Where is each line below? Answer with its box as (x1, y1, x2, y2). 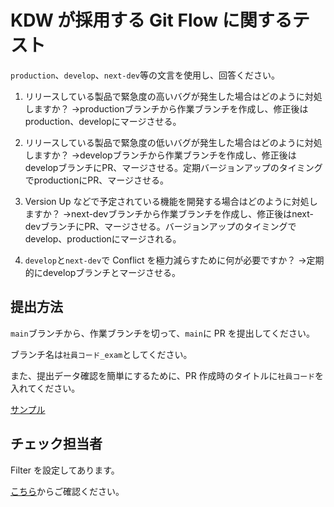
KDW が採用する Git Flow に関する (10, 9, 293, 32)
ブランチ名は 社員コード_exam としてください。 (10, 348, 193, 360)
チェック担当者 (10, 436, 103, 453)
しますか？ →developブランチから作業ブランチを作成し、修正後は (24, 149, 297, 161)
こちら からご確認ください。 (10, 485, 125, 497)
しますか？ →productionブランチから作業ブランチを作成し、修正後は (24, 102, 309, 115)
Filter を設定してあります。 (10, 464, 120, 476)
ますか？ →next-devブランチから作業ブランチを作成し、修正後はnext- (24, 207, 314, 220)
